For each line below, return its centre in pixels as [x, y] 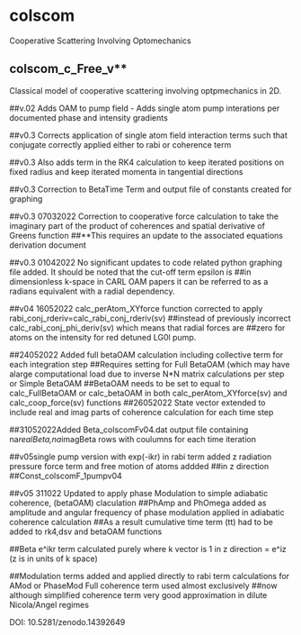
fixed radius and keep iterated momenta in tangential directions [126, 171]
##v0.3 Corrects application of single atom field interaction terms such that [148, 135]
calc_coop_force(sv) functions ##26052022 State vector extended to [138, 403]
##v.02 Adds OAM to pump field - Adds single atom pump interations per [145, 108]
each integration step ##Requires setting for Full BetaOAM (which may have [150, 364]
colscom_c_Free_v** [68, 69]
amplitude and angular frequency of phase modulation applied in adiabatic [147, 512]
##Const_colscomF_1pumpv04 [66, 476]
